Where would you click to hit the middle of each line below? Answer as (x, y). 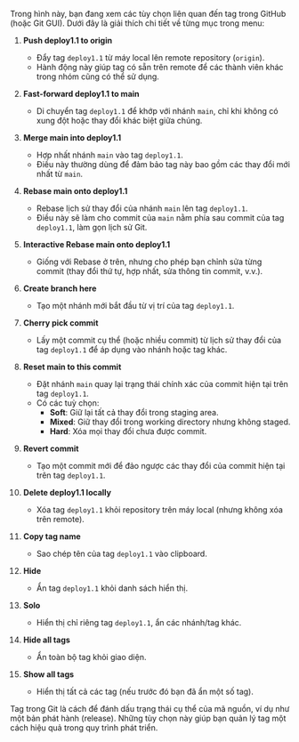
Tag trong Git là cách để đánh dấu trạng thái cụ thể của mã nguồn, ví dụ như (150, 709)
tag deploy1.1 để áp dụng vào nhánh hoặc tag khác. (132, 350)
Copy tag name (52, 536)
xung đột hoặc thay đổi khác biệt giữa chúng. (119, 121)
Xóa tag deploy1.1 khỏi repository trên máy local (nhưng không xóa (160, 510)
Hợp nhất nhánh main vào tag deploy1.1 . (109, 155)
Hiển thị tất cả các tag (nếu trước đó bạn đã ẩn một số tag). (145, 691)
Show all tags (48, 674)
